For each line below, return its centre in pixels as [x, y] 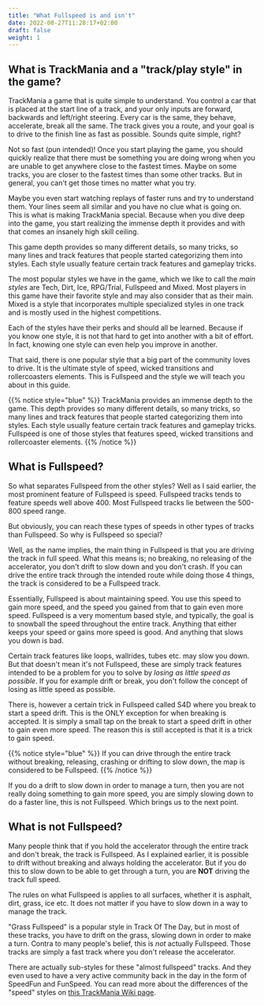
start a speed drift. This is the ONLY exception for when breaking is [117, 713]
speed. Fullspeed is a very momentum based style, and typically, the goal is [131, 615]
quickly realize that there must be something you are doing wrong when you [132, 158]
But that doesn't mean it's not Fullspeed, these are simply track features [125, 664]
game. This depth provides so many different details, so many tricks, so [124, 409]
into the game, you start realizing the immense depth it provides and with [127, 223]
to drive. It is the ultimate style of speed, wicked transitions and [111, 368]
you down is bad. [36, 640]
